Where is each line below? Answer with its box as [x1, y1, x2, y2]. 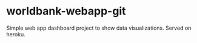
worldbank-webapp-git [6, 4, 126, 18]
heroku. [6, 30, 25, 38]
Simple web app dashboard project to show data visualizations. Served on [6, 24, 192, 31]
